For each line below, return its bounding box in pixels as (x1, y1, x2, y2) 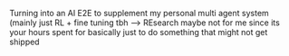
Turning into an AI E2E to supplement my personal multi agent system (9, 8, 269, 18)
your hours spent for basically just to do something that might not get (9, 27, 268, 37)
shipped (9, 36, 40, 47)
